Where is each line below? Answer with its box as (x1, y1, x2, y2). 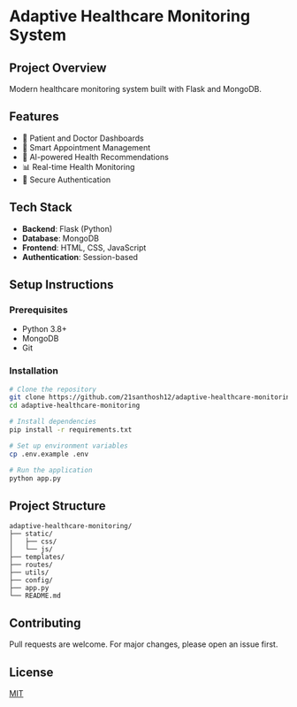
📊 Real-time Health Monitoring (21, 161, 135, 172)
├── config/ (9, 576, 53, 585)
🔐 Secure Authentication (21, 174, 111, 185)
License (9, 665, 54, 680)
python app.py (9, 473, 62, 483)
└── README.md (9, 591, 62, 601)
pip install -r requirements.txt (9, 426, 133, 434)
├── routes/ (9, 560, 53, 570)
